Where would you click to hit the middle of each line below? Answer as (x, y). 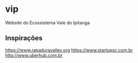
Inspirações (24, 38)
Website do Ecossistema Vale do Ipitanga (48, 23)
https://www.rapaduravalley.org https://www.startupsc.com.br (69, 50)
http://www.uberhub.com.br (34, 55)
